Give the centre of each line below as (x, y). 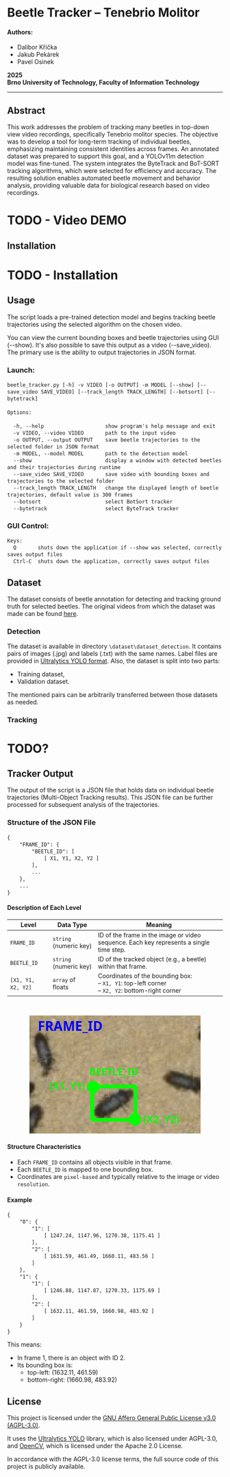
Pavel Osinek (36, 62)
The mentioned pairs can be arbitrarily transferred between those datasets (112, 695)
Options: (20, 413)
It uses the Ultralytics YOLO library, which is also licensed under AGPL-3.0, (112, 1438)
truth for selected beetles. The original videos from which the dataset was (111, 606)
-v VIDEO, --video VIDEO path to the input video (94, 433)
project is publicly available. (46, 1466)
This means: (25, 1344)
